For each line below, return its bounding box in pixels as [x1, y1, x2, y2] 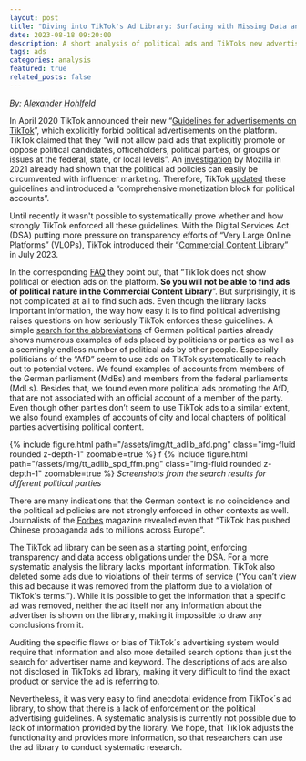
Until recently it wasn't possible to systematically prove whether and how [9, 210, 284, 221]
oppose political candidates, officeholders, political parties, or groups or [9, 144, 280, 155]
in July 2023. [9, 249, 59, 259]
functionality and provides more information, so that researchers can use [9, 732, 284, 743]
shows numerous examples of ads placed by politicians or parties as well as [9, 334, 294, 345]
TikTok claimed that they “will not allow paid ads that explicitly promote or [9, 134, 286, 146]
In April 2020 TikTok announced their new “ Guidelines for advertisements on [9, 115, 297, 126]
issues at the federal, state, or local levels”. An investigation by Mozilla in [9, 154, 281, 165]
